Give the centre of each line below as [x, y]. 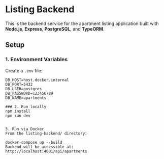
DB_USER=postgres [24, 89]
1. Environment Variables [37, 60]
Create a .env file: [24, 70]
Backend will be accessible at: [39, 147]
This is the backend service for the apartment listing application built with [82, 23]
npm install [18, 111]
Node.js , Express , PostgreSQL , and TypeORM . [55, 29]
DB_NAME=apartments [26, 98]
